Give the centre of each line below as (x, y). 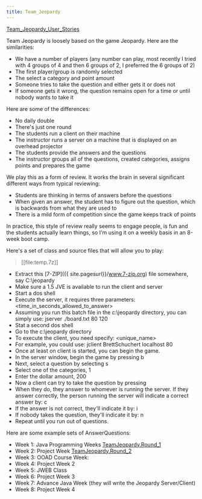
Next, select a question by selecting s (62, 363)
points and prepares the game (52, 165)
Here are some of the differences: (48, 108)
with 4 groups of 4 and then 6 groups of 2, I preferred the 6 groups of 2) (105, 65)
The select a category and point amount (65, 78)
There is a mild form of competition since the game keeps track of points (105, 214)
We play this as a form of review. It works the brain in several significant (96, 177)
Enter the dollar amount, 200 (50, 376)
